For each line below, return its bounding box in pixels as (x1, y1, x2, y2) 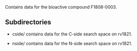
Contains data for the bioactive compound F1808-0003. (5, 4, 117, 10)
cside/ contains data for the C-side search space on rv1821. (12, 31, 133, 37)
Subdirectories (5, 18, 51, 26)
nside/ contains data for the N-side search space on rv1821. (12, 40, 133, 46)
